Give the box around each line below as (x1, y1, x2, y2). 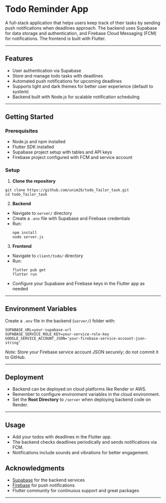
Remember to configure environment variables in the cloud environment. (12, 391, 161, 397)
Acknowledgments (5, 464, 65, 472)
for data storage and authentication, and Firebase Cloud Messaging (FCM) (5, 30, 157, 36)
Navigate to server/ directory (12, 210, 73, 216)
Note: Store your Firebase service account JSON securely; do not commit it (5, 349, 159, 355)
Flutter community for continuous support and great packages (12, 487, 139, 493)
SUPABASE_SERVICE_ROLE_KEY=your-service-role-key (5, 332, 110, 337)
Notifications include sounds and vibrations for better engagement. (12, 450, 149, 456)
